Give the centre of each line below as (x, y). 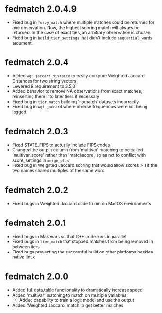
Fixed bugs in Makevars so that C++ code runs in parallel (69, 236)
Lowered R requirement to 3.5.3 (43, 86)
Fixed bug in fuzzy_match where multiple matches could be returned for (83, 22)
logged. (20, 112)
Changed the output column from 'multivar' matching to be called (77, 150)
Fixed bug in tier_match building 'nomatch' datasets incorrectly (75, 101)
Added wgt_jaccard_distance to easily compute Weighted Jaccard (78, 75)
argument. (22, 43)
